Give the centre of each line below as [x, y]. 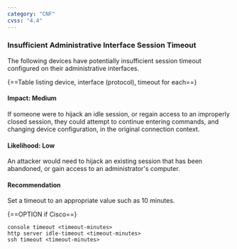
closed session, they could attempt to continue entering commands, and [113, 122]
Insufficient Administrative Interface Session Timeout [102, 45]
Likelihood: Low [31, 145]
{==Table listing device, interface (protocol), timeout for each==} [102, 82]
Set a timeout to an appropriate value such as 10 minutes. [91, 201]
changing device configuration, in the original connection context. [104, 129]
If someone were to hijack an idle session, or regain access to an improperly [119, 114]
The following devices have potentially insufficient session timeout [105, 60]
